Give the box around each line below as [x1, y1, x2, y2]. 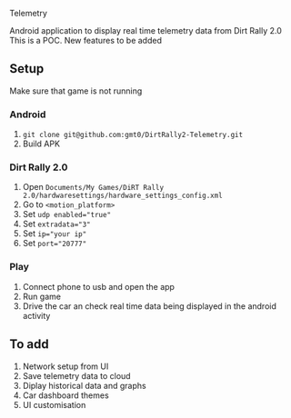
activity [22, 310, 51, 321]
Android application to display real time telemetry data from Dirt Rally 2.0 [9, 25, 282, 35]
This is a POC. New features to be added [9, 35, 162, 45]
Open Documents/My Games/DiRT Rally [22, 182, 165, 193]
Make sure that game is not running [9, 85, 143, 96]
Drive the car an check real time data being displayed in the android [22, 300, 277, 312]
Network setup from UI [22, 361, 109, 372]
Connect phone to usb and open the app [22, 281, 176, 292]
